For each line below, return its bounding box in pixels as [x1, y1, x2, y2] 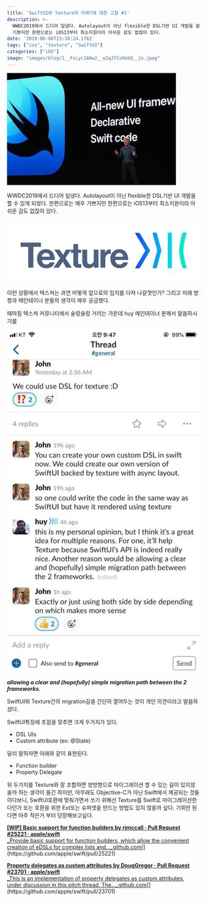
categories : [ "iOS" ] [7, 49, 60, 55]
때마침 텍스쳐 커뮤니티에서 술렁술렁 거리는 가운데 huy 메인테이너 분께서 [7, 310, 177, 317]
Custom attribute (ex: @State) [15, 737, 91, 744]
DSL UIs [15, 730, 37, 738]
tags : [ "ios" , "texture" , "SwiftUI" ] [7, 42, 103, 48]
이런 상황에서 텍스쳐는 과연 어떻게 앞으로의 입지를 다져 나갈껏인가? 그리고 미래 [7, 289, 193, 296]
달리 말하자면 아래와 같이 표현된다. [7, 749, 89, 757]
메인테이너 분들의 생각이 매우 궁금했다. [18, 297, 110, 304]
